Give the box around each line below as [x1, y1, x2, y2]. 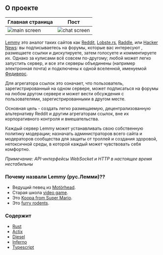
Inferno [12, 239, 27, 245]
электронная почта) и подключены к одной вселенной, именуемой [5, 65, 147, 71]
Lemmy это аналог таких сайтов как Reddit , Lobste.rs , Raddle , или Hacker [5, 39, 158, 45]
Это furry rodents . [12, 200, 50, 206]
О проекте [5, 4, 38, 12]
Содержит [5, 212, 32, 219]
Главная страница [7, 18, 53, 25]
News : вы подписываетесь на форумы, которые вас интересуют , [5, 44, 143, 51]
